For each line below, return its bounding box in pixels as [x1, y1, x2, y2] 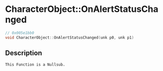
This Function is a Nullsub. [5, 62, 65, 67]
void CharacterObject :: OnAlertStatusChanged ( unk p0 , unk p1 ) [5, 35, 134, 40]
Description [5, 49, 42, 58]
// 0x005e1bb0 [5, 30, 35, 35]
